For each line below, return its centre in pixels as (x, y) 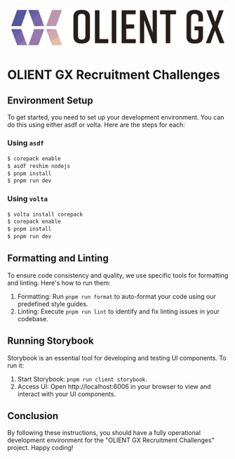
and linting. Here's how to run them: (59, 283)
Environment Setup (50, 101)
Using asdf (26, 143)
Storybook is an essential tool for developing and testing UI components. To (117, 358)
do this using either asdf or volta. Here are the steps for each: (96, 125)
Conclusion (33, 416)
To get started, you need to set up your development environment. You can (116, 117)
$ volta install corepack (45, 214)
